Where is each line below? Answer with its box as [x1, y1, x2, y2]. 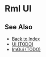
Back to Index [11, 36, 40, 42]
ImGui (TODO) [11, 47, 41, 52]
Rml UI [4, 3, 32, 14]
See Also [4, 23, 33, 31]
